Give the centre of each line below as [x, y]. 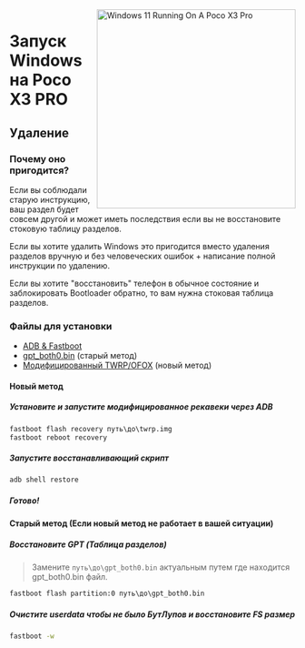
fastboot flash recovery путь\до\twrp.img [91, 429]
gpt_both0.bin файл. [69, 577]
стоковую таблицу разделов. [66, 228]
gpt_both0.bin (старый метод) [80, 356]
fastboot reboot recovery [58, 437]
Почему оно [38, 158]
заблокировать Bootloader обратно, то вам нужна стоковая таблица [142, 293]
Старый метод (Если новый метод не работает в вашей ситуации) [142, 523]
